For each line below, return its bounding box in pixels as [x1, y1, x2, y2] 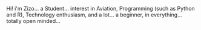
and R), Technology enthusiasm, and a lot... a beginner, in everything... [6, 11, 183, 18]
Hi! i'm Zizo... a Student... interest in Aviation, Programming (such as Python [6, 5, 195, 12]
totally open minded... [6, 18, 61, 24]
